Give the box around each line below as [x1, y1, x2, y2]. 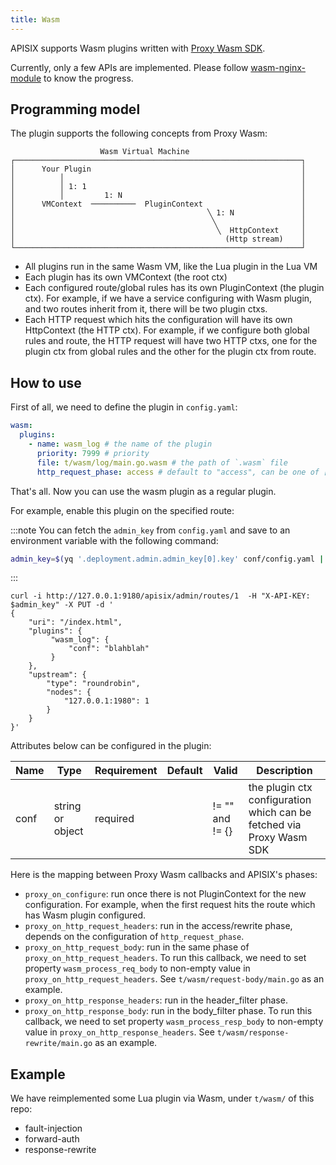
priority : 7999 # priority [36, 448, 150, 458]
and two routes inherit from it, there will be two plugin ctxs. [24, 303, 268, 315]
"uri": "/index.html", [28, 617, 123, 628]
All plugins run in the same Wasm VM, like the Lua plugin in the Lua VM [24, 261, 318, 273]
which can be [248, 806, 312, 820]
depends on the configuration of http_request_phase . [24, 931, 245, 943]
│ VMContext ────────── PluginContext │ [10, 199, 307, 210]
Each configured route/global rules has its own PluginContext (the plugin [24, 282, 325, 294]
